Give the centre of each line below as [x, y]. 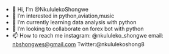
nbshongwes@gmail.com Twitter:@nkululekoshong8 [78, 44]
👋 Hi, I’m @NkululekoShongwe [50, 9]
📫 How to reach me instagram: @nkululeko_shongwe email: [88, 35]
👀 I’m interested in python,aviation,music [63, 16]
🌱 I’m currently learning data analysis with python [74, 22]
